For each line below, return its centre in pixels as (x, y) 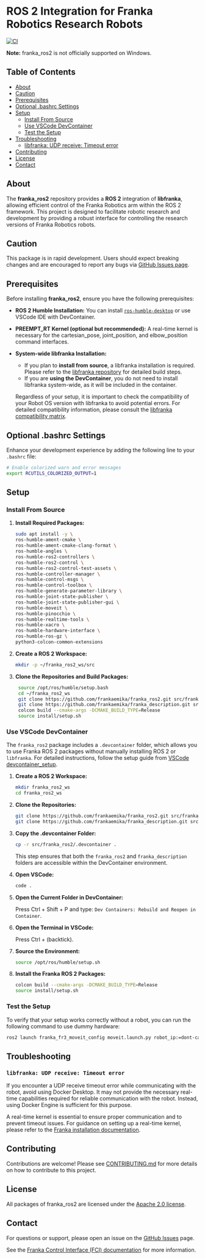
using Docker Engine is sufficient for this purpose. (69, 1105)
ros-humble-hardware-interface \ (58, 631)
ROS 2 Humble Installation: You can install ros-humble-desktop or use (103, 311)
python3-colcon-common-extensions (59, 642)
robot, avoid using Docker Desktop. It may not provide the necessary (93, 1092)
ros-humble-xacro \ (40, 625)
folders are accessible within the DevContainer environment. (91, 862)
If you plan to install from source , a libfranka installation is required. (110, 366)
